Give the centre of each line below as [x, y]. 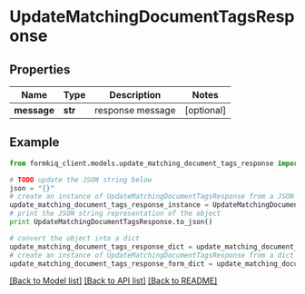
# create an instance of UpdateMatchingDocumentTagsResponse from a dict [152, 255]
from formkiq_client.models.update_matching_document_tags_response [142, 163]
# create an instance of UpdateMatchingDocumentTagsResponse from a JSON [152, 197]
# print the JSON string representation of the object [115, 214]
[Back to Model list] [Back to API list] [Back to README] [113, 281]
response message [135, 110]
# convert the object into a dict [75, 238]
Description [135, 95]
